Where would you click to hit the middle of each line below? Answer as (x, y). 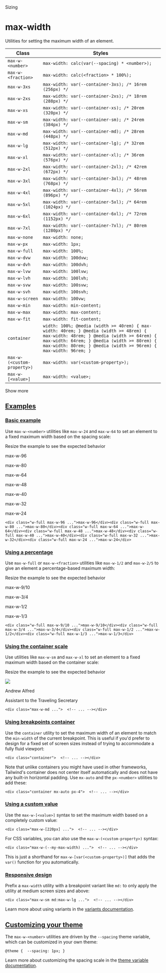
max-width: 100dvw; (66, 258)
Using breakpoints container (40, 722)
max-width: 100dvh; (66, 264)
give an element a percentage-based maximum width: (60, 568)
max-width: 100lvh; (66, 278)
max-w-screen (23, 298)
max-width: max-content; (72, 312)
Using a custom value (32, 804)
